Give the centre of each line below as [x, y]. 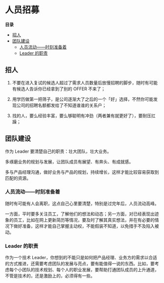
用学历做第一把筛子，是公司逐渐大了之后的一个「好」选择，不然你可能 [83, 99]
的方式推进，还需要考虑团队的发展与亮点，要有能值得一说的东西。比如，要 [80, 263]
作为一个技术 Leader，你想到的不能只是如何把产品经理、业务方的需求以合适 [81, 258]
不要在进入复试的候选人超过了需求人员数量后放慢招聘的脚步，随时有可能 [85, 82]
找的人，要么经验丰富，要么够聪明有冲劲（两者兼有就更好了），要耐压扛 [84, 116]
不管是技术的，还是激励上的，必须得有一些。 [50, 276]
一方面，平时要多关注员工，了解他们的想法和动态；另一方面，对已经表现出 [80, 214]
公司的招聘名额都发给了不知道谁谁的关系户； [61, 105]
